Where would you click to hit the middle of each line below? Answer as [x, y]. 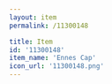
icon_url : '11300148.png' [56, 66]
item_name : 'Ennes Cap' [53, 58]
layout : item [33, 17]
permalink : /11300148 [49, 26]
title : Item [31, 42]
